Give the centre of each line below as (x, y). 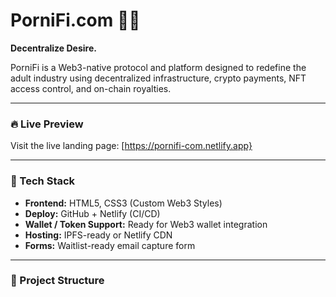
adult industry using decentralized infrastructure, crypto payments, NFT (158, 78)
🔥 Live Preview (47, 124)
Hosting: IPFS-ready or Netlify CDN (98, 235)
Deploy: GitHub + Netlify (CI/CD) (92, 213)
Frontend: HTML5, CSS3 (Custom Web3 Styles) (123, 203)
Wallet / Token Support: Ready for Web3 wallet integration (146, 224)
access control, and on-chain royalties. (91, 88)
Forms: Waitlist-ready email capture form (110, 245)
